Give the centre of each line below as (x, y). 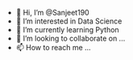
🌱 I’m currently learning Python (67, 30)
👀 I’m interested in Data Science (69, 21)
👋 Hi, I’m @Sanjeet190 (53, 13)
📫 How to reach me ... (53, 47)
